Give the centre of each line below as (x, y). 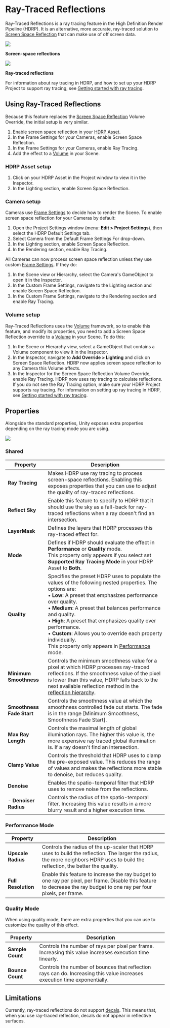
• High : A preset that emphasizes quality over (102, 620)
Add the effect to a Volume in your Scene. (56, 153)
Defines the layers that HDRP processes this (100, 528)
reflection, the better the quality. (80, 866)
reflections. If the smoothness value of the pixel (104, 673)
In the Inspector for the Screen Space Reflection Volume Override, (81, 373)
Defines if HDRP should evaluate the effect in (101, 542)
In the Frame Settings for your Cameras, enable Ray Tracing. (76, 148)
